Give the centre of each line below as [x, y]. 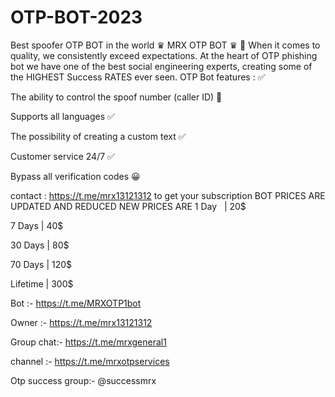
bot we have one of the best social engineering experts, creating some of [161, 66]
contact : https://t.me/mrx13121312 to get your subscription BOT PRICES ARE [168, 195]
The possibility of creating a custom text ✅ [98, 136]
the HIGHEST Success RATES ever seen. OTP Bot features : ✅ [138, 77]
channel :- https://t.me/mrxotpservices [90, 361]
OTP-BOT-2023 [76, 17]
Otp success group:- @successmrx [83, 380]
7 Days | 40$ [37, 225]
